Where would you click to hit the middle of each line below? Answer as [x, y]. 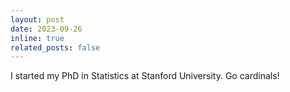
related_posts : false [55, 47]
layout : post [37, 19]
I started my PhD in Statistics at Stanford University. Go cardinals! [145, 76]
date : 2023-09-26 [46, 29]
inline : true [37, 38]
